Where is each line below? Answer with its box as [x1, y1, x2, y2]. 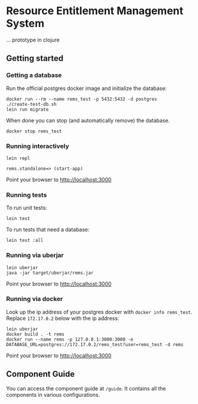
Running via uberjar [6, 251, 64, 260]
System [6, 17, 45, 30]
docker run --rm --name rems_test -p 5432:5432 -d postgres [6, 96, 158, 102]
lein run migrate [6, 106, 49, 112]
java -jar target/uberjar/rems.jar [6, 270, 94, 276]
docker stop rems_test [6, 128, 62, 134]
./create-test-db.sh [6, 101, 57, 107]
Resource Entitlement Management [6, 4, 184, 18]
